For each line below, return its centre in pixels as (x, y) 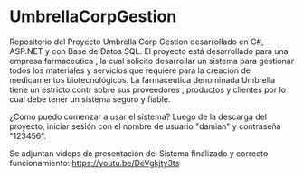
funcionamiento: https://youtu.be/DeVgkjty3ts (95, 163)
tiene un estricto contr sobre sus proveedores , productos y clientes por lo (148, 89)
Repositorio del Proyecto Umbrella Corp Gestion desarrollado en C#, (137, 42)
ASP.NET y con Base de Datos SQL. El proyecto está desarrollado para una (149, 51)
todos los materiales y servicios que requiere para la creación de (130, 70)
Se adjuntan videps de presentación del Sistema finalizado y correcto (139, 153)
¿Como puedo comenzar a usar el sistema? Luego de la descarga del (138, 116)
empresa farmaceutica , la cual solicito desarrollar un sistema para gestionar (152, 61)
